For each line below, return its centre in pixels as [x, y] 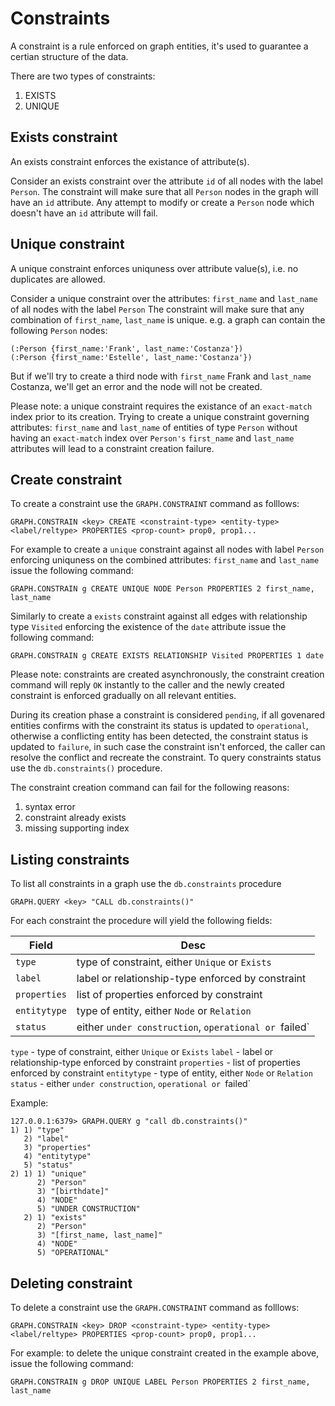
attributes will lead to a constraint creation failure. [112, 448]
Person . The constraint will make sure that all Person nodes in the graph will [164, 191]
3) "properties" [57, 1148]
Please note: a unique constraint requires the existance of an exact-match [161, 406]
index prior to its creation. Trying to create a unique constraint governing [160, 416]
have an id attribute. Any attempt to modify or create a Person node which [162, 202]
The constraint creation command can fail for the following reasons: [150, 788]
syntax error [50, 807]
